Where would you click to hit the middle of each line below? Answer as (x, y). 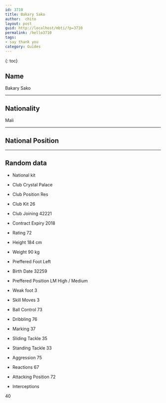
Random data (26, 163)
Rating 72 (22, 232)
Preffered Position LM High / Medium (50, 281)
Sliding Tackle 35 (30, 338)
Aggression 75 (27, 357)
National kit (24, 175)
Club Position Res (30, 194)
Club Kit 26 (24, 204)
